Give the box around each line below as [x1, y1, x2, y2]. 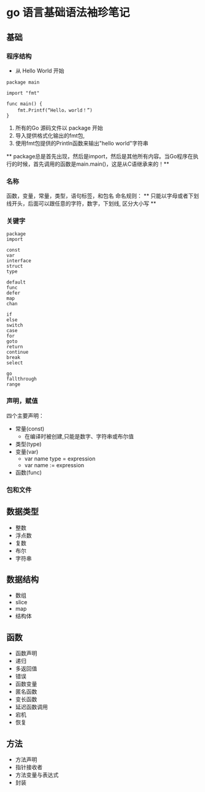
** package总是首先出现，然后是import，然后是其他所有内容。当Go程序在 [6, 152, 193, 160]
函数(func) [15, 468, 42, 476]
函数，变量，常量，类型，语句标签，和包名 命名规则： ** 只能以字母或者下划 [6, 192, 199, 200]
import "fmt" [6, 90, 40, 96]
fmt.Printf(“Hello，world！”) [17, 107, 93, 114]
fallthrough [6, 376, 37, 382]
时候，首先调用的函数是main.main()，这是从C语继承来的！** [17, 160, 170, 168]
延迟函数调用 [15, 704, 48, 711]
